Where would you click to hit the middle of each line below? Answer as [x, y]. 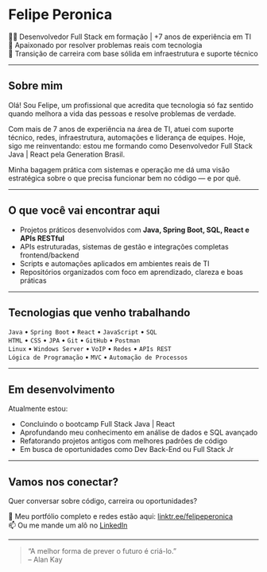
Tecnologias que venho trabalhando [99, 313]
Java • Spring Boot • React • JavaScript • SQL [83, 332]
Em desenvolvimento [62, 390]
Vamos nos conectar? [64, 482]
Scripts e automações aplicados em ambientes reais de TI [114, 263]
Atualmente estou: [38, 409]
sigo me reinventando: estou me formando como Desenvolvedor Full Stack [130, 145]
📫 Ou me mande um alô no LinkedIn [68, 525]
